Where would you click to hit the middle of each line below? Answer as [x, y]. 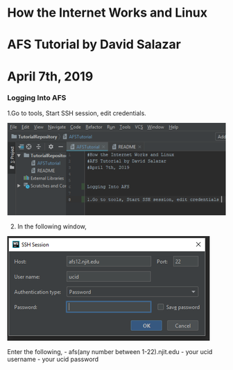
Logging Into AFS [37, 98]
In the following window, [52, 226]
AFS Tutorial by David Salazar [94, 45]
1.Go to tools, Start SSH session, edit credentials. [77, 113]
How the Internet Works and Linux [107, 13]
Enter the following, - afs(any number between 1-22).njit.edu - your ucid [110, 351]
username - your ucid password [53, 359]
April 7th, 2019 [50, 76]
